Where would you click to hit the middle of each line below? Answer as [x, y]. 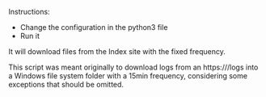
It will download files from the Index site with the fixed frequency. [117, 51]
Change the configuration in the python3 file [94, 27]
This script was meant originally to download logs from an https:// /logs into [133, 67]
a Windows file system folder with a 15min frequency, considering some [128, 76]
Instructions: [29, 12]
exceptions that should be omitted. [66, 84]
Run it [30, 36]
